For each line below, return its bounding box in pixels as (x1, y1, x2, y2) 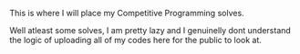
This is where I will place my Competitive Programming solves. (9, 8, 244, 18)
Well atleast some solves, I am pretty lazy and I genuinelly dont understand (9, 25, 292, 35)
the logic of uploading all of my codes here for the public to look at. (9, 35, 263, 45)
